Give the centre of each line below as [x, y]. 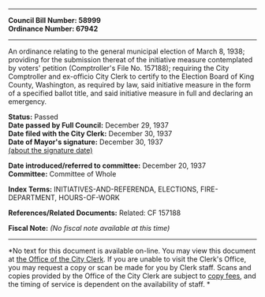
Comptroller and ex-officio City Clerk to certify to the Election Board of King [131, 76]
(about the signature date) [50, 150]
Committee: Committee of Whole [62, 174]
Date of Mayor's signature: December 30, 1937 [86, 142]
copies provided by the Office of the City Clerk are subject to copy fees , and [132, 276]
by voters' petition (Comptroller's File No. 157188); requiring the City [119, 68]
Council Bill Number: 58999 [54, 20]
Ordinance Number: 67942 [53, 29]
